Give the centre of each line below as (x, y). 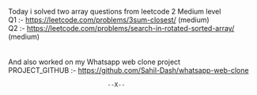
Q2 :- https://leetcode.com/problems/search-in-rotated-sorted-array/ (121, 28)
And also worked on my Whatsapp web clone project (94, 62)
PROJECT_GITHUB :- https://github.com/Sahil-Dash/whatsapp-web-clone (128, 70)
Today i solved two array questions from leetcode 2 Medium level (115, 11)
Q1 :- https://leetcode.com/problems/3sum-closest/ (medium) (109, 20)
